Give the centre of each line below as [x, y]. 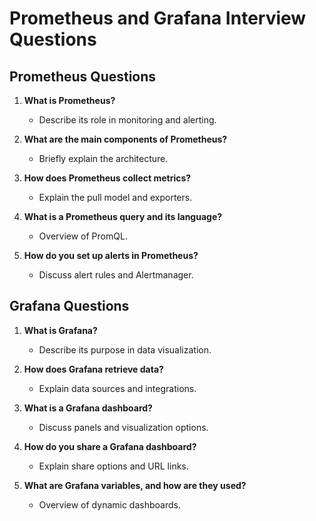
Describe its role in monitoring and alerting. [127, 120]
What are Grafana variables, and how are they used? [135, 485]
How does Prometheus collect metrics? [107, 178]
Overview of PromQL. [83, 236]
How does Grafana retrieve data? [93, 369]
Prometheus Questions [83, 76]
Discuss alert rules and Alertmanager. [116, 275]
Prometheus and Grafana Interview [158, 18]
